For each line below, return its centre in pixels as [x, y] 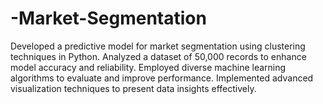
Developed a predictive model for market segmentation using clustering [158, 46]
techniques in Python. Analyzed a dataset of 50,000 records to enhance [158, 56]
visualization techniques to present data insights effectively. [133, 88]
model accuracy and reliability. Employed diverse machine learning [148, 67]
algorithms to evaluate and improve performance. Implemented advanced [162, 78]
